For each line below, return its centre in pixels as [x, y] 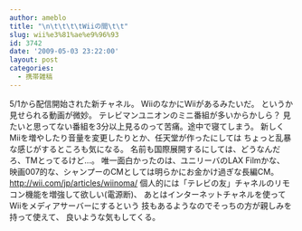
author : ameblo [38, 18]
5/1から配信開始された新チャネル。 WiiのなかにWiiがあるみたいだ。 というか [151, 103]
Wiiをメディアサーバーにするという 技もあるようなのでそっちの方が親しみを [151, 206]
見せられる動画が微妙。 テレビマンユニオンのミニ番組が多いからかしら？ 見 [150, 115]
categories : [32, 69]
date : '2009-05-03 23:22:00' [64, 52]
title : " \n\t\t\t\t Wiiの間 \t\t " [69, 26]
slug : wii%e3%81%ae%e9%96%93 [64, 34]
